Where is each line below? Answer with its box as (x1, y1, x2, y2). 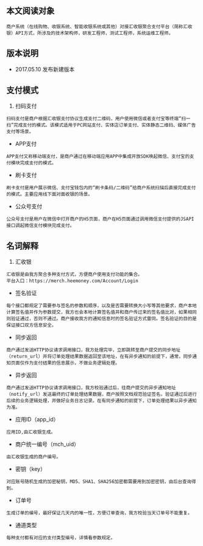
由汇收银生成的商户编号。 (6, 454, 61, 460)
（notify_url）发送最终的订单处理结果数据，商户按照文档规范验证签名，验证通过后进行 (6, 391, 197, 398)
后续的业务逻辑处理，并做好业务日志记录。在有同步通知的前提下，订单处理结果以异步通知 (6, 398, 197, 404)
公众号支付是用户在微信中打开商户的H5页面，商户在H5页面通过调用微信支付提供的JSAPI (6, 216, 194, 222)
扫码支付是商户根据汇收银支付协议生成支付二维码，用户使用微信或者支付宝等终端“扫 (6, 115, 186, 122)
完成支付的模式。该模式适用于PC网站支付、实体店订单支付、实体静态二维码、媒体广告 (13, 122, 196, 128)
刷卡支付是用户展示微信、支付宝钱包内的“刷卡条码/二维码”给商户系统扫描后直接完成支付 (6, 185, 196, 191)
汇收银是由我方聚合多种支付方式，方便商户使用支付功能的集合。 (6, 271, 143, 278)
